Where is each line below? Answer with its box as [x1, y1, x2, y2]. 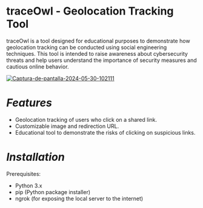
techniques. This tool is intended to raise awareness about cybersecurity [6, 50, 188, 57]
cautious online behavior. [6, 62, 69, 70]
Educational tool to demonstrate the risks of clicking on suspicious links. [15, 129, 196, 136]
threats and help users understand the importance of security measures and [6, 56, 197, 64]
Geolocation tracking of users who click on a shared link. [15, 116, 158, 123]
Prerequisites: [6, 170, 41, 177]
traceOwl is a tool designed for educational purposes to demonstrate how [6, 37, 190, 44]
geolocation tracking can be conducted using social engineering [6, 44, 167, 51]
